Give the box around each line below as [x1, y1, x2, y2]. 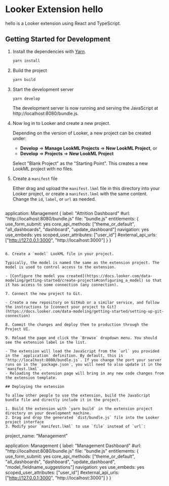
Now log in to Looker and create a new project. [12, 120, 110, 126]
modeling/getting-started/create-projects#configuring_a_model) [5, 278, 144, 283]
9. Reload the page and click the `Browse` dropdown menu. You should [5, 335, 157, 341]
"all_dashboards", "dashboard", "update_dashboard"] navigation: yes [5, 227, 149, 233]
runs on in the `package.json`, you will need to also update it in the [5, 362, 162, 367]
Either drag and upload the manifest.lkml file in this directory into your [12, 186, 160, 192]
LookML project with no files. [12, 166, 73, 172]
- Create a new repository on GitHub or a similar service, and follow [5, 300, 159, 305]
